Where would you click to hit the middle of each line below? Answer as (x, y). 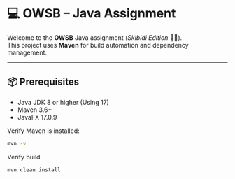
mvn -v (17, 143)
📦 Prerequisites (43, 82)
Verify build (24, 157)
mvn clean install (34, 170)
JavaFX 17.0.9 (37, 117)
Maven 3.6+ (35, 110)
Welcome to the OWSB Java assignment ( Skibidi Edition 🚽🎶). (95, 37)
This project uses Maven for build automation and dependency (98, 45)
